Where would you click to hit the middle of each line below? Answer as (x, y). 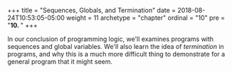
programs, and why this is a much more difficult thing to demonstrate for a (116, 54)
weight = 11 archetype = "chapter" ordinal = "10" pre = (146, 18)
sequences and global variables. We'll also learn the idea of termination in (116, 46)
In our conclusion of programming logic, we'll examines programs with (111, 39)
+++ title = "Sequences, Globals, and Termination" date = (92, 10)
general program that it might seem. (60, 62)
